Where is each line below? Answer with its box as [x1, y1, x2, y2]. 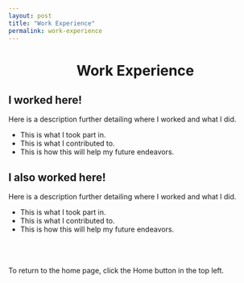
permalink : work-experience [8, 27, 103, 35]
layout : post [8, 11, 52, 20]
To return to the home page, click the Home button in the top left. [8, 266, 224, 276]
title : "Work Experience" [8, 19, 95, 27]
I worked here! [8, 93, 82, 107]
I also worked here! [8, 170, 106, 184]
